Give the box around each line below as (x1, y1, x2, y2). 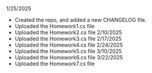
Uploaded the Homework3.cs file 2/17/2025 (14, 35, 122, 42)
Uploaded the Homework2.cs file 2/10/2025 (14, 29, 122, 36)
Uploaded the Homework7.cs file (14, 60, 95, 67)
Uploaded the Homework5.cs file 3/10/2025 (14, 48, 122, 55)
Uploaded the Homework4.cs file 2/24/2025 (14, 41, 123, 48)
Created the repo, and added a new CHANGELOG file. (14, 16, 147, 23)
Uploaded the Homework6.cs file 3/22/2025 (14, 54, 123, 61)
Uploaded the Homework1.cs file (14, 23, 95, 29)
